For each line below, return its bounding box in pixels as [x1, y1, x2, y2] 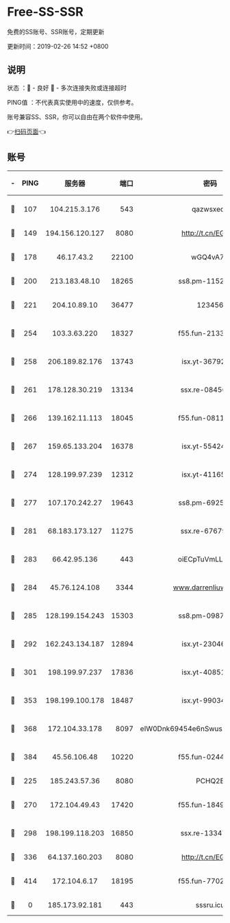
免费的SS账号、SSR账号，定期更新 [7, 27, 105, 36]
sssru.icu [195, 900, 225, 909]
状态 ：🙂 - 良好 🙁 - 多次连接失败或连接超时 [7, 84, 127, 92]
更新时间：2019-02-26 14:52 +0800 [7, 42, 109, 50]
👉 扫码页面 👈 [7, 127, 47, 136]
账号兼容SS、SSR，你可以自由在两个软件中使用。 [7, 112, 146, 121]
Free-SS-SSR [7, 4, 84, 20]
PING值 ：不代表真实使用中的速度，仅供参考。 [7, 98, 138, 106]
